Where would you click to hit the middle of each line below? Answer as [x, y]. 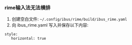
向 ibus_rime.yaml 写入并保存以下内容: [50, 25]
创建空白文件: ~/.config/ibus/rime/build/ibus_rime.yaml [69, 19]
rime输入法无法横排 [28, 7]
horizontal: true [29, 39]
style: [11, 34]
